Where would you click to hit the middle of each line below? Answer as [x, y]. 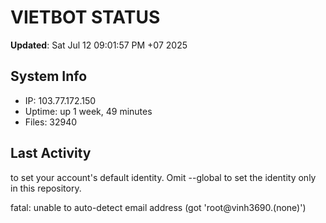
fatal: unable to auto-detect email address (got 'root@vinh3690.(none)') [158, 207]
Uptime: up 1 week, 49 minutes [88, 111]
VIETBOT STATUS [85, 17]
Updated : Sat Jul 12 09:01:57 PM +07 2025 [99, 45]
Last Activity [51, 153]
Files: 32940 [51, 122]
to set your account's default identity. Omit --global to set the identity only [163, 177]
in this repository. [46, 188]
